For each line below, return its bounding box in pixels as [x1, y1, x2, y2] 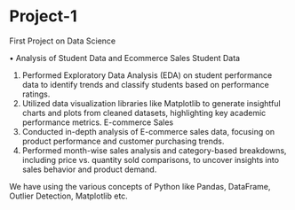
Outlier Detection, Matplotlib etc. [9, 191, 129, 201]
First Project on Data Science [9, 35, 116, 46]
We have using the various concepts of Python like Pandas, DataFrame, [9, 181, 271, 191]
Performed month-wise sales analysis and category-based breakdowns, [21, 144, 287, 156]
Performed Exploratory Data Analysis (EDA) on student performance [21, 69, 273, 81]
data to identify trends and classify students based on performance [21, 79, 269, 89]
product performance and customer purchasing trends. [21, 136, 225, 146]
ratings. [21, 89, 51, 99]
